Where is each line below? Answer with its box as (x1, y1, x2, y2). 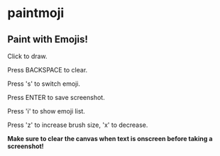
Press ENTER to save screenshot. (7, 94, 105, 101)
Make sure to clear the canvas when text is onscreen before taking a (7, 135, 213, 143)
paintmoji (7, 5, 65, 21)
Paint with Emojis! (7, 33, 89, 45)
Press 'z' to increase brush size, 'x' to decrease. (7, 121, 148, 129)
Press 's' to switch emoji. (7, 79, 80, 88)
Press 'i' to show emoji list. (7, 107, 85, 115)
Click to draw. (7, 52, 48, 60)
